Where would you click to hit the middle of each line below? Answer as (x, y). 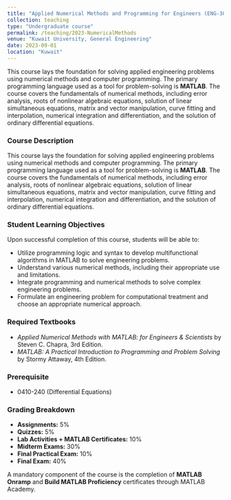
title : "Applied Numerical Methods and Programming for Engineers (104, 13)
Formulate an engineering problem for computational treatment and (112, 297)
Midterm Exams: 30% (49, 447)
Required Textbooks (42, 322)
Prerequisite (28, 377)
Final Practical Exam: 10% (55, 454)
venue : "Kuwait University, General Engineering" (80, 39)
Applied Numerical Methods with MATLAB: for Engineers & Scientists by (119, 337)
